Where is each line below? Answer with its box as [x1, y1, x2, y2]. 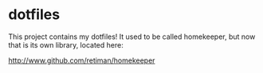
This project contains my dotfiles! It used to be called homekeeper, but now [8, 32, 256, 41]
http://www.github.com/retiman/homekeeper [8, 56, 155, 65]
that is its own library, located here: [8, 40, 124, 49]
